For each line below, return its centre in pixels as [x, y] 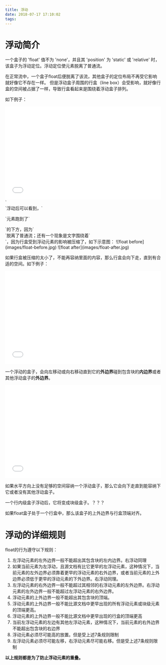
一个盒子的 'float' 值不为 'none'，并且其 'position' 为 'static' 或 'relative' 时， [82, 60]
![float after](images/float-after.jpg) [93, 247]
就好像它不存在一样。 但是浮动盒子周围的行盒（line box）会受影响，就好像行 [83, 83]
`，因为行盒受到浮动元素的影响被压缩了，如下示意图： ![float [67, 242]
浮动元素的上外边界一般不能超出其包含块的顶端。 [62, 598]
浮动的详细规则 [36, 535]
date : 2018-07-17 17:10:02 [33, 14]
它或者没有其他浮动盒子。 [31, 492]
